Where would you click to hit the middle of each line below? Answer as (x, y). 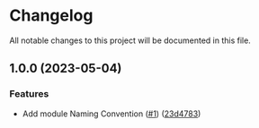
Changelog (51, 16)
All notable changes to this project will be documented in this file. (130, 40)
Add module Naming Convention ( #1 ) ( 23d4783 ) (112, 114)
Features (29, 94)
